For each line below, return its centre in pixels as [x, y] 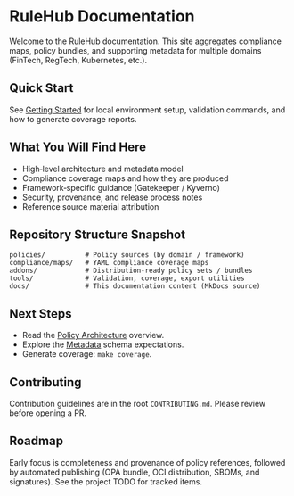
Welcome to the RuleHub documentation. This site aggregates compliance [146, 41]
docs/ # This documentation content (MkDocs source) [135, 286]
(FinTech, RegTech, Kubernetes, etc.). [78, 60]
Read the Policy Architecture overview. [93, 335]
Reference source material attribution [90, 206]
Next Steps [41, 314]
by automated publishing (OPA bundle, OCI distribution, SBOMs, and [135, 472]
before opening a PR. [48, 413]
